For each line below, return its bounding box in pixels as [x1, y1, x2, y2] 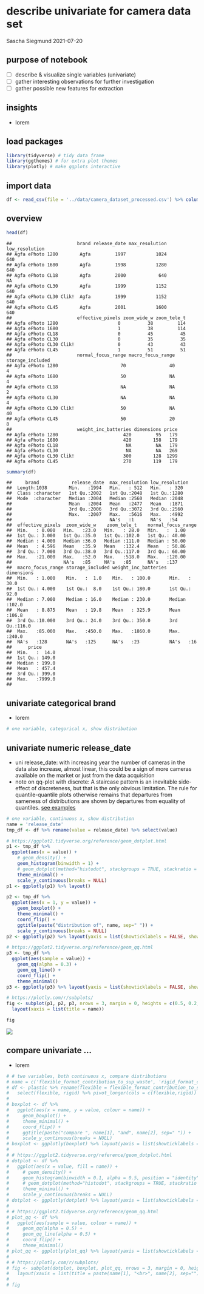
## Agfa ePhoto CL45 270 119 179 [6, 458, 178, 464]
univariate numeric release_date [6, 742, 132, 753]
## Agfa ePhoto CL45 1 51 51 [6, 347, 186, 353]
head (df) [6, 229, 29, 235]
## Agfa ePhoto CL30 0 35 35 [6, 336, 186, 342]
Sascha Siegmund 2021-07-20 [6, 37, 83, 44]
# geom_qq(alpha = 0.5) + [6, 1225, 83, 1231]
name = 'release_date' [6, 821, 64, 827]
